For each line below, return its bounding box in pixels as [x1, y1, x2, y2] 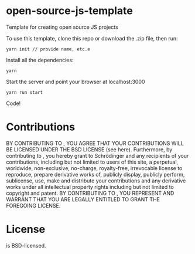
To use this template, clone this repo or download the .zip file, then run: [6, 35, 178, 42]
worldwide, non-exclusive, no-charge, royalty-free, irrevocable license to [6, 164, 183, 171]
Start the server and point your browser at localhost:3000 [6, 78, 145, 85]
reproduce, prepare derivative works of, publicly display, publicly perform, [6, 171, 185, 178]
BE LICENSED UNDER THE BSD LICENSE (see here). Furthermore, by [6, 145, 173, 153]
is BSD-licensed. [6, 242, 46, 249]
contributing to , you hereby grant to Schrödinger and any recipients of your [6, 152, 189, 159]
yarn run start [6, 89, 43, 95]
